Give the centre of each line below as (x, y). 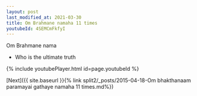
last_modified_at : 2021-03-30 (44, 17)
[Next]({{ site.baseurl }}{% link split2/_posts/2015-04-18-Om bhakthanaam (99, 80)
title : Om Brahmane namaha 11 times (52, 23)
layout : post (22, 12)
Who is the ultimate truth (45, 57)
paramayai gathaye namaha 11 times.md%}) (60, 87)
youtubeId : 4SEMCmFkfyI (36, 28)
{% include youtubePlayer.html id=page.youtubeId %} (73, 69)
